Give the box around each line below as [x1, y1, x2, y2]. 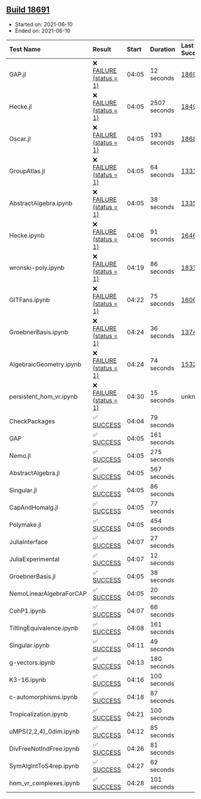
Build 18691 [6, 5, 50, 15]
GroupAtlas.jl [9, 167, 45, 175]
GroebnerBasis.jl [9, 572, 56, 580]
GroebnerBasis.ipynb [9, 328, 69, 336]
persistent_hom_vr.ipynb [9, 392, 78, 400]
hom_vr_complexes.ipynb [9, 779, 80, 787]
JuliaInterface [9, 538, 48, 546]
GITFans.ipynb [9, 296, 50, 304]
